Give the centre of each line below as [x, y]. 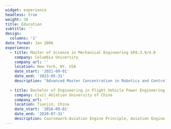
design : [13, 34]
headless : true [21, 15]
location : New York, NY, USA [45, 67]
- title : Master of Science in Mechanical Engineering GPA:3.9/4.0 [83, 52]
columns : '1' [24, 39]
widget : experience [26, 10]
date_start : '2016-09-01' [42, 109]
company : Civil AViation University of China [64, 95]
